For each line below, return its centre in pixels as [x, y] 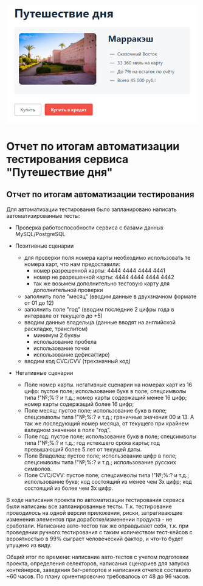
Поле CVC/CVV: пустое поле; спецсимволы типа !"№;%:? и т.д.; [107, 475]
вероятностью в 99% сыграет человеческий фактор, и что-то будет [95, 539]
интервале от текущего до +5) [64, 316]
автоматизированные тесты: [43, 215]
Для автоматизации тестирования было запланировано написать [92, 209]
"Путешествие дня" [60, 173]
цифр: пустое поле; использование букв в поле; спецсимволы [105, 391]
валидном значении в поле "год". [67, 430]
